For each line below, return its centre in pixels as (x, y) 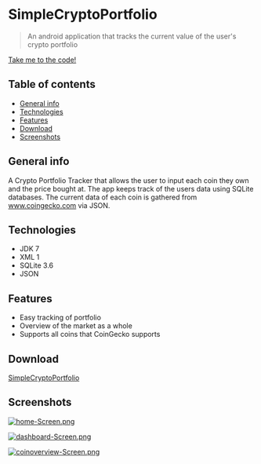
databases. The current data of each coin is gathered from (103, 197)
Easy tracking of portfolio (60, 318)
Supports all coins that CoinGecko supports (90, 334)
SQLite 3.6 (36, 265)
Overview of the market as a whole (76, 326)
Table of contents (52, 84)
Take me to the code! (42, 60)
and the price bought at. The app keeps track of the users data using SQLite (131, 188)
